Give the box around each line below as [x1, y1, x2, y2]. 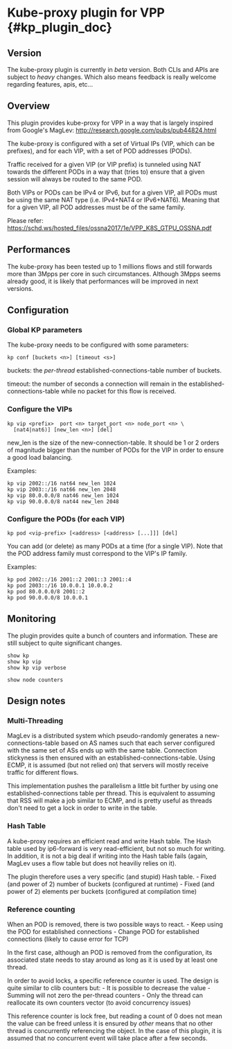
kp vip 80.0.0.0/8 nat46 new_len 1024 [7, 492, 119, 499]
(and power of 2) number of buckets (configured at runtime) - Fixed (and [7, 879, 215, 888]
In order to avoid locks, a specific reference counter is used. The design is [7, 976, 220, 985]
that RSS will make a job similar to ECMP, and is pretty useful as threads [7, 796, 213, 805]
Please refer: [7, 216, 44, 224]
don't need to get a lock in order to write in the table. [7, 804, 158, 812]
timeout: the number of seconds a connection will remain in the [7, 379, 188, 388]
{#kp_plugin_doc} [7, 19, 113, 35]
